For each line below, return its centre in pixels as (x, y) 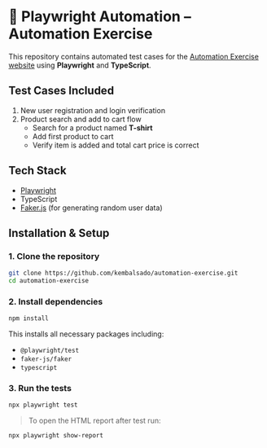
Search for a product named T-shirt (92, 127)
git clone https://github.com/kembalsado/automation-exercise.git (123, 273)
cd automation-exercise (49, 281)
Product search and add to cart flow (81, 119)
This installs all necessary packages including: (86, 334)
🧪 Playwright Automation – (100, 17)
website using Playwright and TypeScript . (80, 65)
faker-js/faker (46, 359)
